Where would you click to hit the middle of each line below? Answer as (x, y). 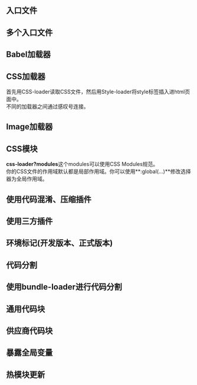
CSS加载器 (26, 76)
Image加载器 (29, 127)
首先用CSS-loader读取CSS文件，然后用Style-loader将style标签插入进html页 (98, 92)
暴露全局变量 (29, 353)
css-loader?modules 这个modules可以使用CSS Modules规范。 (82, 164)
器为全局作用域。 (27, 179)
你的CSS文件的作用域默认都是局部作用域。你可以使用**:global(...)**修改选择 (98, 172)
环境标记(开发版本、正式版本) (60, 243)
